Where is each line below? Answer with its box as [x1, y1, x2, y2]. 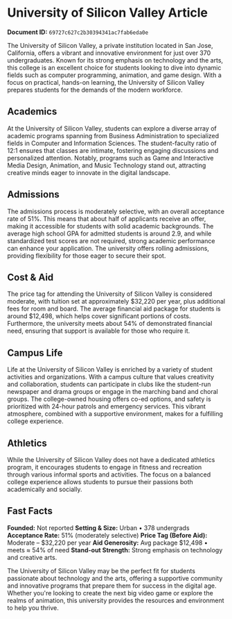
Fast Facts [7, 505, 53, 517]
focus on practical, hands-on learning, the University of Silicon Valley [7, 78, 205, 86]
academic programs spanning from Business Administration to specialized [7, 131, 220, 140]
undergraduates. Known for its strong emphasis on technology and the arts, [7, 56, 224, 64]
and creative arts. [7, 553, 57, 561]
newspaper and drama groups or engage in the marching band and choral [7, 388, 218, 396]
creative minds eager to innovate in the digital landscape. [7, 168, 171, 176]
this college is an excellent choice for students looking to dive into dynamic [7, 63, 222, 72]
